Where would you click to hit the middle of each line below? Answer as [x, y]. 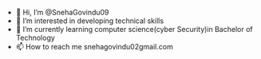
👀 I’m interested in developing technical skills [90, 21]
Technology [36, 37]
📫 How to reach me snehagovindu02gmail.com [94, 47]
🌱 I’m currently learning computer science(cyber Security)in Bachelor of [134, 29]
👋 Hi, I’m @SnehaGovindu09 [62, 12]
